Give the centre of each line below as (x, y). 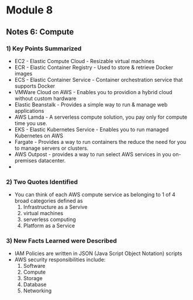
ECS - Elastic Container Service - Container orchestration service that (99, 80)
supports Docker (35, 86)
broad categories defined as (49, 201)
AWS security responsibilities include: (60, 260)
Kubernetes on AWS (39, 136)
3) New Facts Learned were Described (61, 241)
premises (26, 160)
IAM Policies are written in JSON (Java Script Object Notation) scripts (98, 254)
